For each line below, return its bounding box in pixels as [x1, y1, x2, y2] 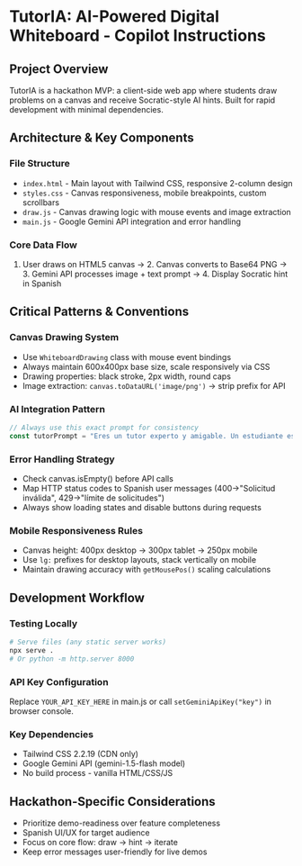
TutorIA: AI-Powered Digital [9, 6, 220, 27]
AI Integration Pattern [9, 402, 106, 415]
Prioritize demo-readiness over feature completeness [22, 817, 221, 829]
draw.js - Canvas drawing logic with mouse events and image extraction [22, 206, 292, 217]
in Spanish [22, 277, 62, 289]
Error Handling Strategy [9, 453, 115, 465]
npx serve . [9, 645, 54, 654]
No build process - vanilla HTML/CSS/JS [22, 768, 173, 779]
